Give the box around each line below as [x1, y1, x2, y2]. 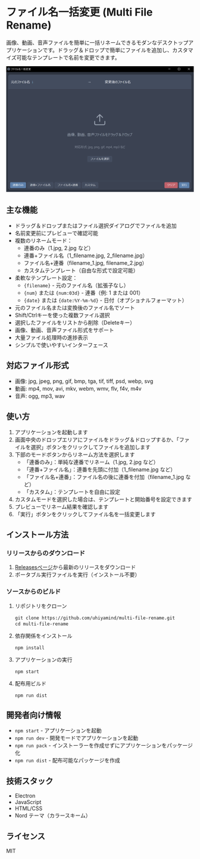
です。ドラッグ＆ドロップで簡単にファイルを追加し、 [42, 46, 173, 54]
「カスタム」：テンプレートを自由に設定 [23, 488, 121, 495]
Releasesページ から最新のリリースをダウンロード [14, 564, 136, 571]
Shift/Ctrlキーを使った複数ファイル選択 [14, 311, 110, 319]
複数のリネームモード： [14, 237, 73, 244]
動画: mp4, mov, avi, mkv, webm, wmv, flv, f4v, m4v [14, 385, 142, 392]
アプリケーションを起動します [14, 428, 88, 435]
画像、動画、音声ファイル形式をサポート [14, 326, 114, 333]
